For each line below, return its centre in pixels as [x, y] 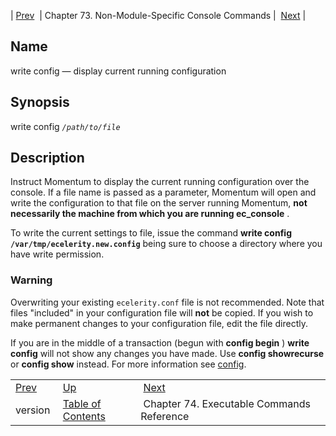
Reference [165, 416]
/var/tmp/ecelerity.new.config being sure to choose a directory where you [166, 244]
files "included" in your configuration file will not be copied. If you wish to [162, 312]
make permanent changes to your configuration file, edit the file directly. [159, 323]
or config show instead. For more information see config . [128, 364]
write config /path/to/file [65, 126]
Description [47, 158]
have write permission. [57, 254]
